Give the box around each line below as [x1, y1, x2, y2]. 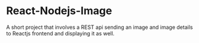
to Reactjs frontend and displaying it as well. [6, 29, 115, 37]
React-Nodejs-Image [6, 4, 112, 18]
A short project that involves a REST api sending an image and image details [6, 24, 193, 31]
